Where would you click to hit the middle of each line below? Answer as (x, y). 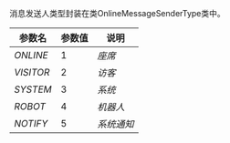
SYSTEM (33, 89)
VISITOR (32, 72)
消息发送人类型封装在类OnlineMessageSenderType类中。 (117, 13)
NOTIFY (31, 123)
